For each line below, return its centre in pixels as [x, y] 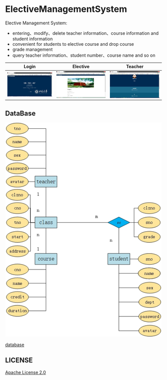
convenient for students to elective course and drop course [73, 44]
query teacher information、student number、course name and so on [84, 55]
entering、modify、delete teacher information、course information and [85, 33]
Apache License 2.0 [26, 372]
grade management [33, 49]
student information [33, 39]
